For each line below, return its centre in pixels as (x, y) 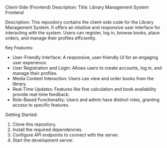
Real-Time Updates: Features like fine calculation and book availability (84, 89)
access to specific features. (41, 105)
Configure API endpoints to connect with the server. (66, 135)
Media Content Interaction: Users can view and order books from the (83, 78)
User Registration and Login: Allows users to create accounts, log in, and (87, 68)
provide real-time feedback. (41, 94)
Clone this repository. (34, 124)
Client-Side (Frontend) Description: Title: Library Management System (77, 7)
